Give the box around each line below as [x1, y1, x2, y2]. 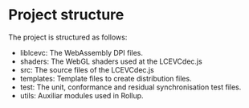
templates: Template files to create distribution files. [19, 73, 192, 83]
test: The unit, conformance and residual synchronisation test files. [19, 82, 242, 92]
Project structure [8, 6, 124, 24]
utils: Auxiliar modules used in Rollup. [19, 90, 144, 100]
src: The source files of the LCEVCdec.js [19, 64, 154, 74]
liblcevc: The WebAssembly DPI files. [19, 48, 143, 57]
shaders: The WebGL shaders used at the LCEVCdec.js [19, 56, 202, 66]
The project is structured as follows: [8, 32, 128, 42]
